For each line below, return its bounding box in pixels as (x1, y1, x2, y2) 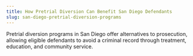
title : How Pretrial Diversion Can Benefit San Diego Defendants (6, 8, 172, 15)
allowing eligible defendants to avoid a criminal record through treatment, (6, 37, 187, 44)
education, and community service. (6, 42, 94, 50)
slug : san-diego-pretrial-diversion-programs (6, 14, 121, 20)
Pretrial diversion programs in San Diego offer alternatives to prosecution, (6, 30, 188, 37)
